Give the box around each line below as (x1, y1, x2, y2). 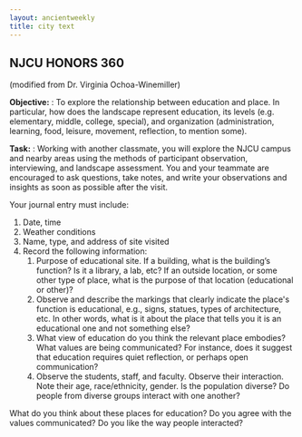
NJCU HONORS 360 (9, 55, 125, 71)
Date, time (22, 217, 62, 228)
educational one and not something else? (35, 323, 190, 334)
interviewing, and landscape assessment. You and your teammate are (9, 162, 269, 173)
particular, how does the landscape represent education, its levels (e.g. (9, 106, 275, 118)
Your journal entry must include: (9, 199, 130, 210)
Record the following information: (22, 246, 148, 257)
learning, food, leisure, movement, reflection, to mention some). (9, 126, 248, 137)
